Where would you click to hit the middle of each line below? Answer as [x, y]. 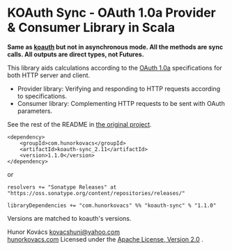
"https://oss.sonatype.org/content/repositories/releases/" [96, 193]
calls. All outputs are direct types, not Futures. [76, 54]
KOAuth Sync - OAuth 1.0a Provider [111, 13]
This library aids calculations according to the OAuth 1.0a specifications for [115, 68]
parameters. [35, 111]
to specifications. [42, 96]
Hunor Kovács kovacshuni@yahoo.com [64, 232]
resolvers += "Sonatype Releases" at [62, 187]
